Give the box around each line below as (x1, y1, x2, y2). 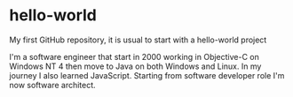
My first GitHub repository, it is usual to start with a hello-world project (9, 34, 267, 45)
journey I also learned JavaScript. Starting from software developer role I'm (9, 70, 285, 80)
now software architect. (9, 79, 96, 90)
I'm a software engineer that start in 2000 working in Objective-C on (9, 51, 259, 62)
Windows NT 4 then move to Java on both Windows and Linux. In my (9, 61, 262, 71)
